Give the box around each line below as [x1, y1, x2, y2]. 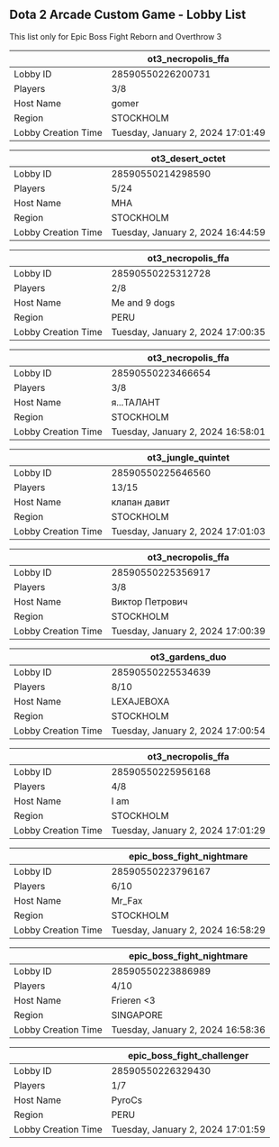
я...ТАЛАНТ [111, 396, 161, 408]
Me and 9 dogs [111, 296, 175, 309]
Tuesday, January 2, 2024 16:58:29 [111, 924, 265, 936]
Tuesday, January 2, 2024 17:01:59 [111, 1123, 265, 1135]
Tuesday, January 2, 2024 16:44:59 [111, 225, 265, 238]
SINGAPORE [111, 1008, 164, 1021]
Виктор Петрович [111, 595, 188, 607]
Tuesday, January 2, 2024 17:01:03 [111, 524, 265, 537]
